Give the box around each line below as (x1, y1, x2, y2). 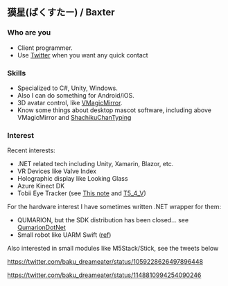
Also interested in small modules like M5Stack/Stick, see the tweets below (7, 244, 219, 253)
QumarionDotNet (17, 224, 66, 232)
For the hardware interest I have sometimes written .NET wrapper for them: (7, 203, 222, 211)
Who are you (7, 28, 51, 37)
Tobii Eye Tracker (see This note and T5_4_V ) (17, 189, 147, 197)
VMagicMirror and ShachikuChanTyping (17, 113, 132, 121)
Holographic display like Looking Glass (17, 175, 128, 183)
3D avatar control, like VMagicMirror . (17, 98, 123, 107)
